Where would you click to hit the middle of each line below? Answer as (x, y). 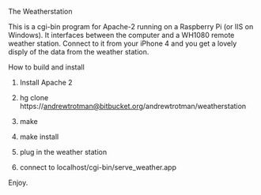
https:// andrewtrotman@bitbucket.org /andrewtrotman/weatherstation (133, 106)
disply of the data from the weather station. (79, 52)
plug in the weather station (63, 152)
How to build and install (46, 67)
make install (39, 137)
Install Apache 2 (46, 82)
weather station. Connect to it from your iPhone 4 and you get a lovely (123, 43)
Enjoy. (18, 182)
